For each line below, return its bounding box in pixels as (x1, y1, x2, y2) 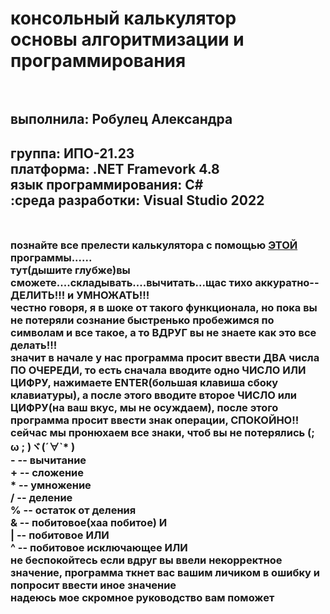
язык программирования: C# (10, 176, 204, 193)
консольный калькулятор (10, 7, 237, 30)
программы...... (10, 251, 93, 265)
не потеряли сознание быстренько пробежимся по (10, 313, 275, 327)
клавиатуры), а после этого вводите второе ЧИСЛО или (10, 388, 298, 402)
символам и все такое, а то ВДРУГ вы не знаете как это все (10, 326, 317, 340)
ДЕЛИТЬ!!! (10, 288, 66, 302)
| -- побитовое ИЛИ (10, 528, 110, 542)
